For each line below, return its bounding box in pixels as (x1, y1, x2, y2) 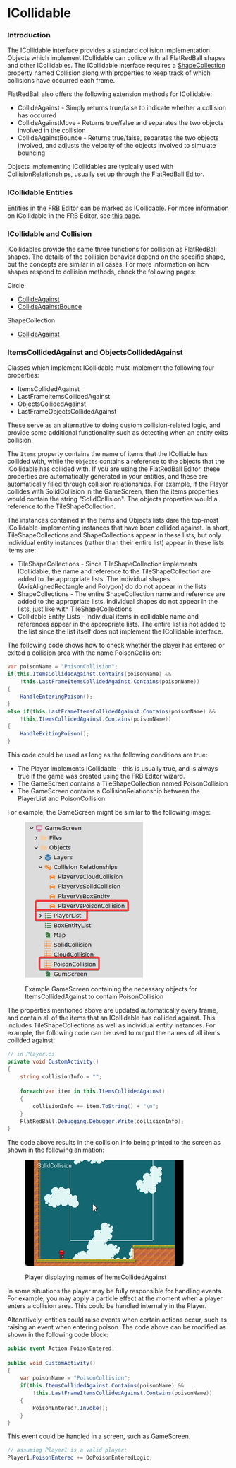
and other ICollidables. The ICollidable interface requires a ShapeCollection (7, 62, 225, 70)
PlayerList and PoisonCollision (17, 794, 106, 803)
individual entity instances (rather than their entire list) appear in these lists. (7, 539, 227, 547)
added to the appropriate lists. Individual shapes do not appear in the (17, 598, 218, 606)
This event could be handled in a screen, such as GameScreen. (7, 1432, 191, 1440)
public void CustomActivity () (7, 1360, 97, 1367)
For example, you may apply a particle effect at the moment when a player (7, 1294, 223, 1303)
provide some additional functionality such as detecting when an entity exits (7, 429, 228, 437)
